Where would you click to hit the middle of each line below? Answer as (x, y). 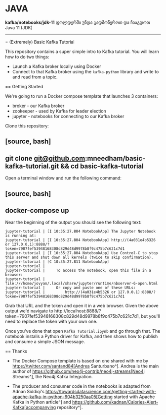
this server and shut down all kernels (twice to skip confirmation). (79, 258)
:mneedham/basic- (115, 158)
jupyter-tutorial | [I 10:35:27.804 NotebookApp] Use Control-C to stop (82, 253)
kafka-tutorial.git (32, 166)
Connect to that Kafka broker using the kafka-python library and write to (85, 71)
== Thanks (16, 351)
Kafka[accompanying (34, 408)
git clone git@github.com (45, 158)
